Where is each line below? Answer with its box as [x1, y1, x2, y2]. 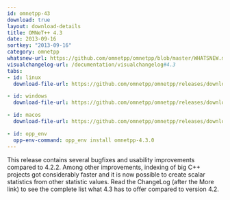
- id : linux [7, 74, 41, 81]
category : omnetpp [7, 49, 60, 56]
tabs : [7, 67, 23, 74]
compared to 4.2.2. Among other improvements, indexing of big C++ [7, 163, 201, 171]
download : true [7, 16, 51, 23]
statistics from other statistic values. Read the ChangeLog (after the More [7, 177, 214, 186]
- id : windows [7, 93, 48, 100]
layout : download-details [7, 23, 81, 30]
